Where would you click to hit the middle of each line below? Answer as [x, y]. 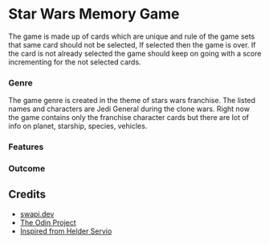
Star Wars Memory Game [94, 14]
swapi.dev [37, 213]
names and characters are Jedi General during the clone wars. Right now [129, 109]
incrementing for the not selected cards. [75, 62]
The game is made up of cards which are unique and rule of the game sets [132, 36]
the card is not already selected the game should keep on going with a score [135, 53]
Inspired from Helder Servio [66, 231]
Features [26, 147]
